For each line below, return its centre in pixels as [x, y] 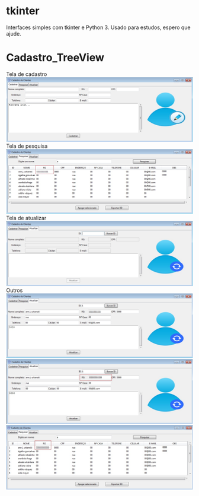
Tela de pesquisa [27, 146]
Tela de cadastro [27, 74]
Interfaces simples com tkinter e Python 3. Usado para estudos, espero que [98, 27]
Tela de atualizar [26, 218]
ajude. [14, 33]
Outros [15, 290]
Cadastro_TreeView [55, 58]
